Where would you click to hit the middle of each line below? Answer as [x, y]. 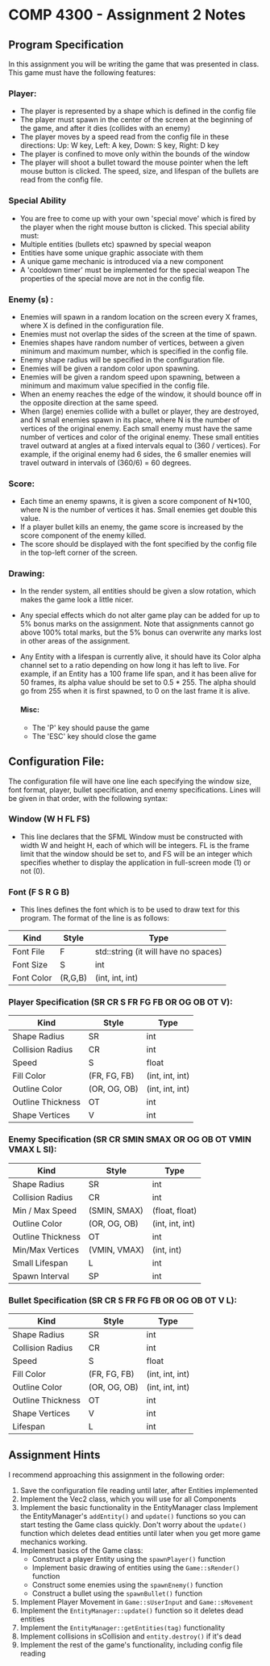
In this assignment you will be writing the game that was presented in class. [134, 64]
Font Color [32, 978]
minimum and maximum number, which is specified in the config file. [134, 351]
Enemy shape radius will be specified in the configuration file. [122, 359]
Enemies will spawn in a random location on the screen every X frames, [139, 317]
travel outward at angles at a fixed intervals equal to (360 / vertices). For [140, 445]
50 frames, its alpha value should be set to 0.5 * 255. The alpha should [138, 682]
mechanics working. [54, 1542]
